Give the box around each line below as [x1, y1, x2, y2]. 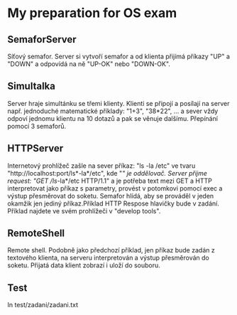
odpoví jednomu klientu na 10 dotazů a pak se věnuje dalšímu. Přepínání [7, 114, 219, 122]
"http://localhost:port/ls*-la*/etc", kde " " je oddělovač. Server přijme [7, 169, 208, 177]
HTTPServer [7, 142, 64, 154]
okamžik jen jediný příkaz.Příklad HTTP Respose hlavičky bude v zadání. [7, 199, 220, 208]
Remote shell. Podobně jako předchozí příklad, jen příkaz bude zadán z [7, 246, 215, 255]
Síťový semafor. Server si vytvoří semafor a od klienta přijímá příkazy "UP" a [7, 52, 231, 60]
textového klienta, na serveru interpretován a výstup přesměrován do [7, 254, 209, 262]
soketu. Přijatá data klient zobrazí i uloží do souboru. [7, 261, 161, 269]
